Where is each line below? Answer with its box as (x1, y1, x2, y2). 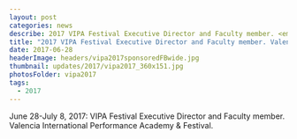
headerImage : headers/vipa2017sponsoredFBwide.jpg (9, 54, 200, 62)
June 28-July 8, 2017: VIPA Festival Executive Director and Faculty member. (9, 111, 286, 121)
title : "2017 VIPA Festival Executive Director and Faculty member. (9, 37, 267, 47)
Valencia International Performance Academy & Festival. (9, 120, 214, 130)
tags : (9, 78, 29, 87)
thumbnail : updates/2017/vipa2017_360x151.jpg (9, 62, 184, 71)
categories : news (9, 21, 73, 30)
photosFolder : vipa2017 (9, 70, 97, 79)
